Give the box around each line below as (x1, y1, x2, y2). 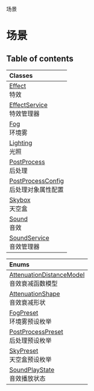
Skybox (9, 196, 31, 204)
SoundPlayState (9, 365, 55, 374)
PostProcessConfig (9, 177, 64, 185)
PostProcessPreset (9, 328, 63, 336)
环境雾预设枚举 (9, 317, 52, 325)
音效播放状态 (9, 375, 46, 382)
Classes (9, 72, 33, 80)
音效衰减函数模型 (9, 279, 58, 288)
